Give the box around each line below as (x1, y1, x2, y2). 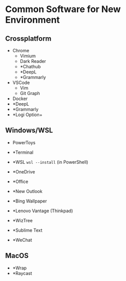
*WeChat (12, 237, 33, 243)
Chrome (12, 48, 30, 53)
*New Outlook (12, 188, 43, 194)
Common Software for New (5, 4, 121, 15)
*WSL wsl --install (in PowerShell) (12, 159, 89, 165)
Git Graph (20, 90, 40, 96)
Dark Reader (20, 58, 46, 64)
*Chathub (20, 64, 41, 69)
